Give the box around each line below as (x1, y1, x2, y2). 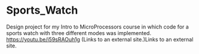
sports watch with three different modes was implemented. (6, 29, 151, 36)
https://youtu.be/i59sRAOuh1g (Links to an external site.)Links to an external (6, 36, 194, 43)
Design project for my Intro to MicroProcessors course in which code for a (6, 23, 189, 30)
